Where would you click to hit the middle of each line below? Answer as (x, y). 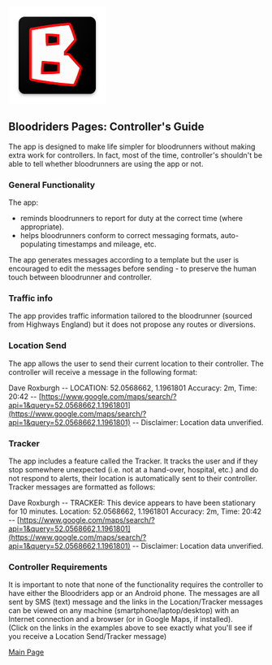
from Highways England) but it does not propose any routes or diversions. (132, 324)
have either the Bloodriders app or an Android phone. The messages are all (134, 593)
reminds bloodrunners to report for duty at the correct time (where (132, 219)
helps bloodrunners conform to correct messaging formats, (119, 236)
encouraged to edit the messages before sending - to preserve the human (133, 269)
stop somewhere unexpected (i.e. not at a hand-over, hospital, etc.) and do (134, 469)
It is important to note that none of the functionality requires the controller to (136, 585)
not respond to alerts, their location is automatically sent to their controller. (133, 478)
